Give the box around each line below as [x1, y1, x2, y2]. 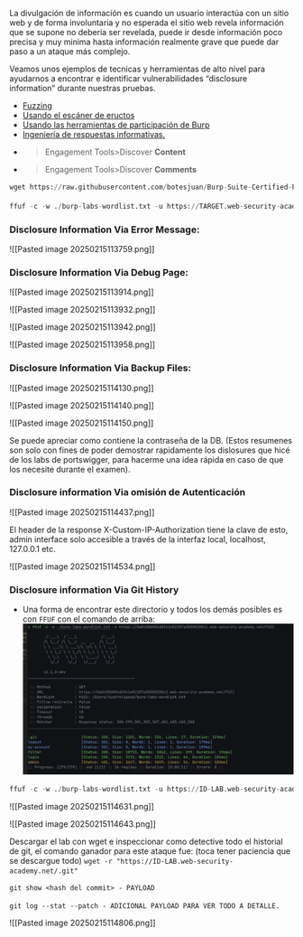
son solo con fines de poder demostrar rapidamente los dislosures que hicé [9, 445, 290, 455]
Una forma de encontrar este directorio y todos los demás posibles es [22, 604, 282, 615]
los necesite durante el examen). [9, 464, 131, 474]
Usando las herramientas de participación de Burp [22, 119, 210, 130]
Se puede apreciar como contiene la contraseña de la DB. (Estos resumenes [9, 435, 293, 445]
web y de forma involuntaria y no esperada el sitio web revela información [9, 17, 284, 28]
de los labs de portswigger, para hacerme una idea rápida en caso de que [9, 454, 284, 464]
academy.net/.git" [9, 867, 78, 876]
